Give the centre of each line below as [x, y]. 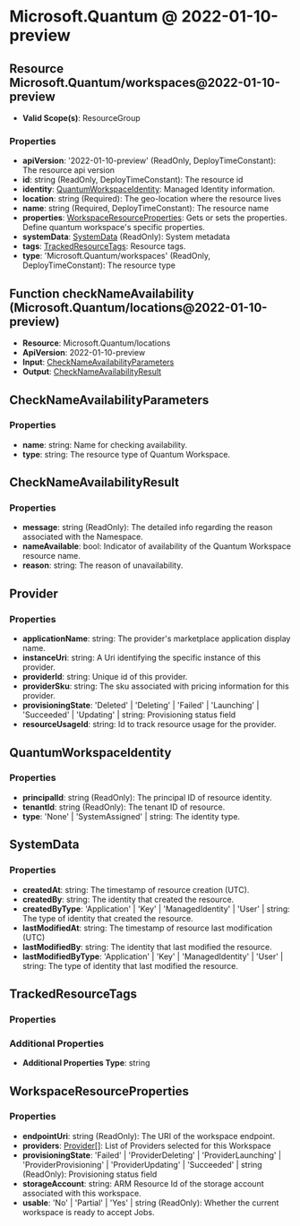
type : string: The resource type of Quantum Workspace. [126, 454]
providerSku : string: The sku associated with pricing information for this [155, 686]
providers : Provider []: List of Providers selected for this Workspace [146, 1145]
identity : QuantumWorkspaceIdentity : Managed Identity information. [149, 189]
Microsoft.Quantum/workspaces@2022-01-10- [145, 82]
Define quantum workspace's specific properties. [114, 227]
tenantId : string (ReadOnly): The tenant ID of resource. [124, 807]
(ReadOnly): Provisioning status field [90, 1174]
